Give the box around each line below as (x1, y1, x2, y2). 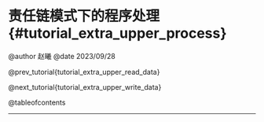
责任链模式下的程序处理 (8, 7, 160, 25)
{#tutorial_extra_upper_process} (8, 24, 227, 43)
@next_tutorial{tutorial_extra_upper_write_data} (8, 82, 162, 91)
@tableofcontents (8, 98, 66, 107)
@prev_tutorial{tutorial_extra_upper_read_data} (8, 67, 160, 76)
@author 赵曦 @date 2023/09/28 (8, 51, 115, 61)
